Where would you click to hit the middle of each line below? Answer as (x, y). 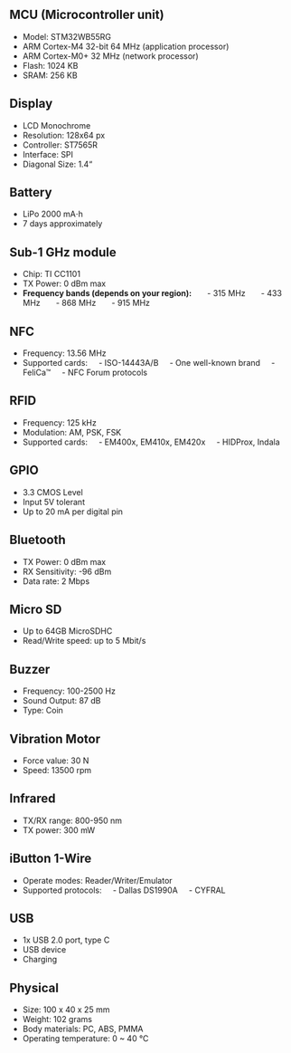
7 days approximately (62, 224)
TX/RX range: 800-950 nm (72, 820)
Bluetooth (38, 540)
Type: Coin (42, 711)
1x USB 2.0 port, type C (66, 940)
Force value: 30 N (56, 761)
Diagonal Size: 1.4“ (57, 164)
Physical (34, 987)
